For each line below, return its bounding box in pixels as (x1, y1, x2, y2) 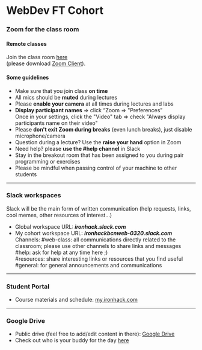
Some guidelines (6, 74, 49, 81)
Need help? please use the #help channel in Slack (14, 145, 141, 152)
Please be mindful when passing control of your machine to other (14, 164, 177, 171)
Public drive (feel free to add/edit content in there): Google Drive (14, 330, 175, 338)
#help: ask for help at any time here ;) (14, 249, 108, 256)
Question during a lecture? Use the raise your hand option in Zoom (14, 138, 182, 145)
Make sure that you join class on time (14, 87, 108, 94)
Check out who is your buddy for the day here (14, 337, 129, 344)
